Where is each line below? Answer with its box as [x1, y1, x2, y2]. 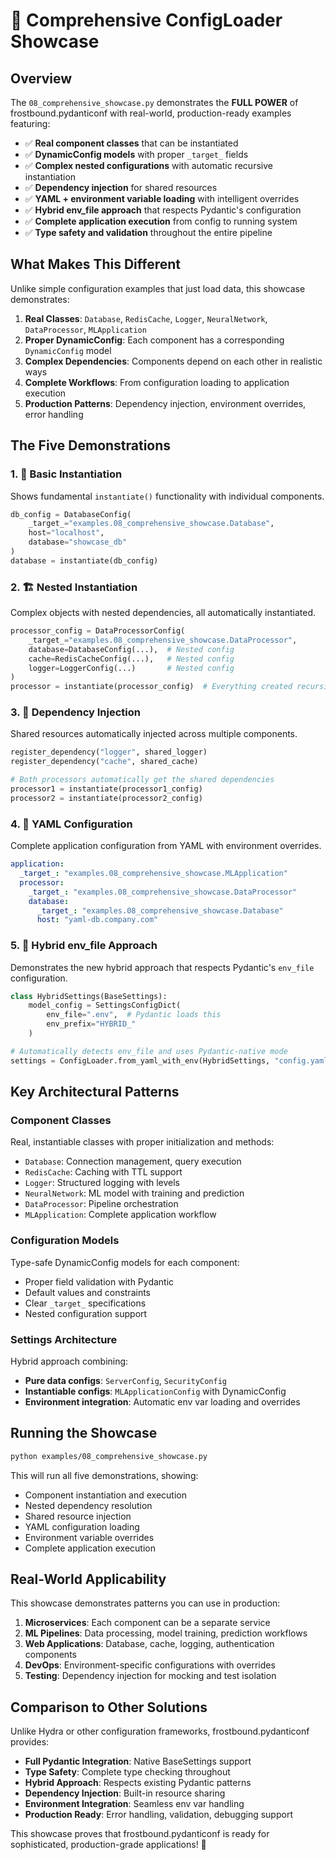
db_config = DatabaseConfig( [10, 509, 132, 519]
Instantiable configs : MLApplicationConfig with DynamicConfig [24, 1385, 287, 1397]
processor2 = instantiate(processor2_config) [10, 793, 203, 803]
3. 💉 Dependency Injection [10, 705, 141, 719]
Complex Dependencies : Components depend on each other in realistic [24, 355, 323, 367]
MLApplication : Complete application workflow [24, 1209, 217, 1221]
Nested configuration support [24, 1307, 148, 1319]
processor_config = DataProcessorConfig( [10, 626, 186, 636]
